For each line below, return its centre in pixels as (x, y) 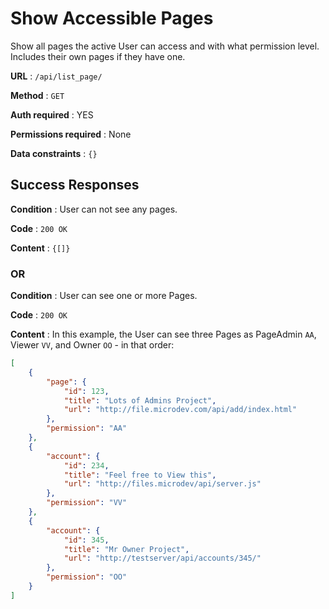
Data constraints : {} (54, 153)
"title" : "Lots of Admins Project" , (140, 400)
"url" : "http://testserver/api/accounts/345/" (162, 558)
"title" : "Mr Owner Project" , (126, 549)
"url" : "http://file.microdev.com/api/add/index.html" (180, 410)
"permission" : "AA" (87, 428)
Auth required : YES (52, 114)
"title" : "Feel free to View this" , (140, 475)
